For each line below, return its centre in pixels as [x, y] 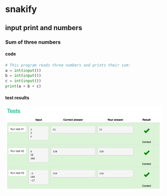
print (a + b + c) [23, 86]
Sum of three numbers [33, 42]
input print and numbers [44, 28]
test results [17, 97]
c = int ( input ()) [23, 81]
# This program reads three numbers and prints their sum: [68, 65]
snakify [21, 9]
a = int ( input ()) [23, 70]
